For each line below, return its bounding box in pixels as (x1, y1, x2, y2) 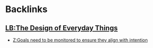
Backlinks (5, 4, 48, 15)
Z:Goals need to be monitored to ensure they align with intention (12, 37, 148, 43)
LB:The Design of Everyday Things (5, 24, 118, 32)
